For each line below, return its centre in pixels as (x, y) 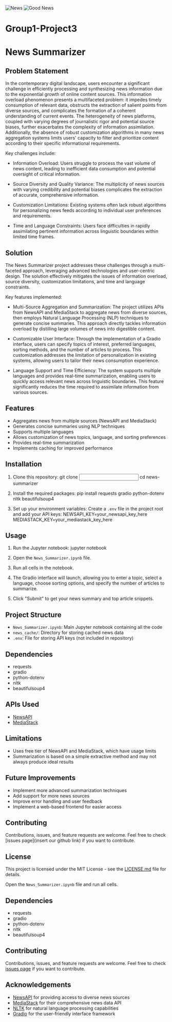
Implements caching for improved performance (63, 448)
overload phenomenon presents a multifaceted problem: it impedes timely (83, 100)
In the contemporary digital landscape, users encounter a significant (78, 83)
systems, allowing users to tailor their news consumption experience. (86, 360)
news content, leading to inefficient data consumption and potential (84, 169)
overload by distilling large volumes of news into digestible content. (84, 329)
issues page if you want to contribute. (45, 969)
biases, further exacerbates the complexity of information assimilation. (80, 127)
